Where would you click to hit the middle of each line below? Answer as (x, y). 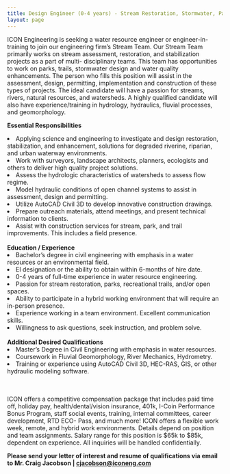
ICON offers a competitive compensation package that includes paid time (111, 399)
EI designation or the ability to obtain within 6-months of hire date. (109, 269)
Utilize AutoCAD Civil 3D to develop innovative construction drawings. (115, 204)
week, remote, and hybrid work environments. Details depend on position (111, 427)
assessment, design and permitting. (57, 196)
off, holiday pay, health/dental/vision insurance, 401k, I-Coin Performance (111, 406)
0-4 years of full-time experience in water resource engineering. (107, 276)
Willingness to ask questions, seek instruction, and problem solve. (109, 327)
